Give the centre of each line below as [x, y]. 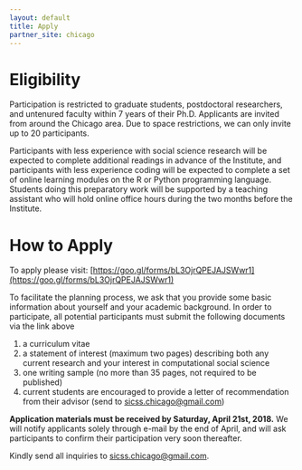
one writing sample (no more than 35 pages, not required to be [140, 373]
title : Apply [34, 26]
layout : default [40, 18]
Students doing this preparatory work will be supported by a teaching [139, 189]
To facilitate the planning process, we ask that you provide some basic [141, 297]
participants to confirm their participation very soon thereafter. [126, 438]
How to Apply [61, 245]
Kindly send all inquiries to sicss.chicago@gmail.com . [109, 456]
